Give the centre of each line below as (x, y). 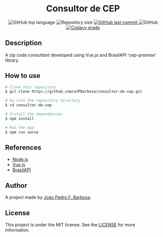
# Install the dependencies (34, 114)
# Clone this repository (31, 87)
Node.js (20, 159)
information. (18, 230)
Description (23, 43)
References (23, 147)
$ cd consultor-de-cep (28, 105)
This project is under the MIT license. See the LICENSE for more (70, 225)
